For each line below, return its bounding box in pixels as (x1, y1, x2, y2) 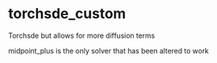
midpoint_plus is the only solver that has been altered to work (8, 46, 209, 55)
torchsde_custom (8, 5, 127, 23)
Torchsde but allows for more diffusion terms (8, 31, 156, 40)
